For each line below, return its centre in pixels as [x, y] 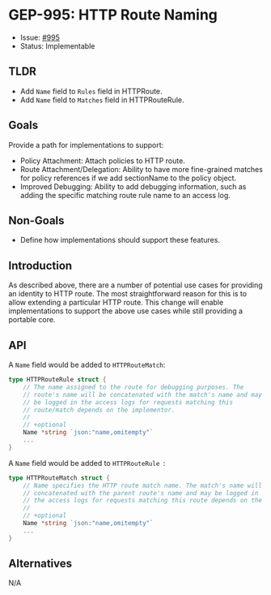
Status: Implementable [57, 45]
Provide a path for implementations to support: [86, 144]
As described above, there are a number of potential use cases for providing [135, 285]
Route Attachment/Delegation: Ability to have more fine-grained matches [141, 169]
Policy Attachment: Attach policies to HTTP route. [103, 161]
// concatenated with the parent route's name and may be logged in [141, 493]
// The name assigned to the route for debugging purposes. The [133, 387]
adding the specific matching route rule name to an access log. [125, 195]
